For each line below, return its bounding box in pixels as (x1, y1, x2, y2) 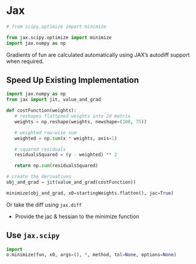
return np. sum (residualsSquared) (14, 163, 98, 169)
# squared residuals (14, 146, 66, 152)
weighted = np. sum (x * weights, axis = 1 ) (14, 135, 118, 141)
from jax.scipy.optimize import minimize (6, 34, 112, 40)
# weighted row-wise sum (14, 129, 77, 136)
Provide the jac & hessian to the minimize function (14, 213, 140, 220)
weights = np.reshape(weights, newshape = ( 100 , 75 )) (14, 118, 147, 124)
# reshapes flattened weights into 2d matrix (14, 113, 131, 119)
